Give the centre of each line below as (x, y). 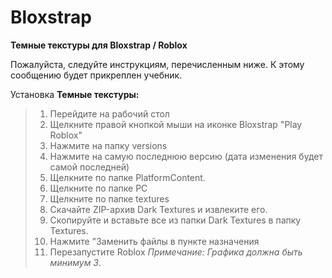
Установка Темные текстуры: (75, 94)
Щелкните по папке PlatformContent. (127, 177)
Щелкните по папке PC (98, 188)
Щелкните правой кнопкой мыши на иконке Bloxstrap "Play (176, 124)
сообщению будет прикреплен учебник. (96, 75)
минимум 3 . (75, 262)
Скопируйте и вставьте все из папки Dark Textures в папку (175, 220)
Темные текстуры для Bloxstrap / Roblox (99, 45)
